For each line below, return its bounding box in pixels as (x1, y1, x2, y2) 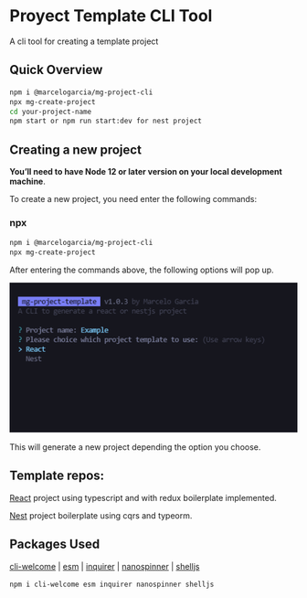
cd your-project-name (9, 107, 92, 116)
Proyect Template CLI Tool (9, 5, 213, 27)
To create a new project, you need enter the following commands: (9, 194, 258, 205)
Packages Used (9, 537, 101, 552)
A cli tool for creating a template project (9, 36, 159, 47)
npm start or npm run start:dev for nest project (9, 116, 203, 126)
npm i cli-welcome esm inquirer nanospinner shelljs (9, 580, 215, 589)
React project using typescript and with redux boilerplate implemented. (9, 492, 277, 503)
